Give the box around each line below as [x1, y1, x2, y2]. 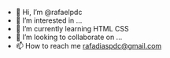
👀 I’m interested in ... [15, 16, 83, 25]
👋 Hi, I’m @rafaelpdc [15, 8, 83, 16]
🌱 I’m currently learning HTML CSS [15, 24, 129, 33]
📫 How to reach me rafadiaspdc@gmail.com [15, 42, 162, 50]
